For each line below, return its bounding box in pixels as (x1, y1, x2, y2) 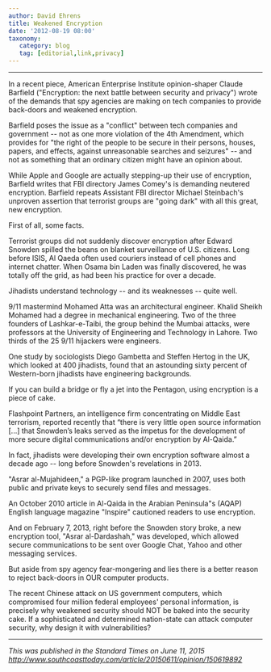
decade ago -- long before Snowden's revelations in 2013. (8, 459, 202, 468)
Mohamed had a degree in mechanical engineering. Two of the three (8, 310, 236, 320)
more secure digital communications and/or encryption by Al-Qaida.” (8, 435, 238, 444)
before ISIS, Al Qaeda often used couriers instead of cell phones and (8, 254, 236, 262)
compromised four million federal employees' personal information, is (8, 597, 240, 607)
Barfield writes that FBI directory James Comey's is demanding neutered (8, 179, 250, 188)
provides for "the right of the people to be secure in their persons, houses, (8, 138, 256, 147)
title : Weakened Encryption (8, 19, 103, 27)
